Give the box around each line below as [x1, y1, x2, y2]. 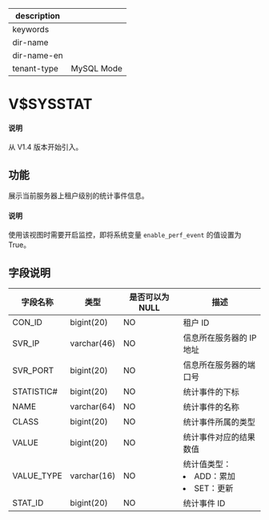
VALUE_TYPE [12, 470, 62, 481]
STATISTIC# [12, 386, 58, 397]
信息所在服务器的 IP [183, 332, 257, 343]
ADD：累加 [194, 471, 236, 482]
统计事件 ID [183, 498, 226, 509]
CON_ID [12, 317, 42, 328]
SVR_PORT [12, 365, 54, 376]
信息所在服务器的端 [183, 360, 256, 371]
